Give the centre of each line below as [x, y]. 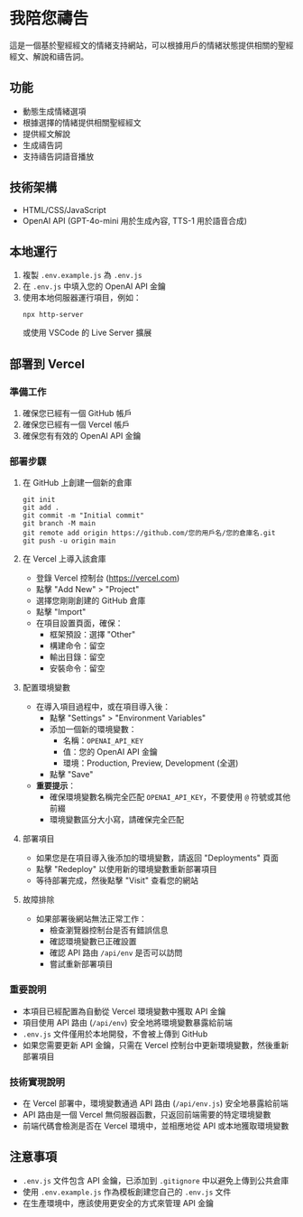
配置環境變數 [46, 688]
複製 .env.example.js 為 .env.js [82, 275]
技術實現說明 [37, 1082]
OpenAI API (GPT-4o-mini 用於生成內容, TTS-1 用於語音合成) [135, 220]
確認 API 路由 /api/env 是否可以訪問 [116, 952]
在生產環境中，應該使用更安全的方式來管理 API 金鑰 [118, 1203]
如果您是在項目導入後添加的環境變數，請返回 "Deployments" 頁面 [157, 858]
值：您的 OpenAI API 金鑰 [110, 752]
